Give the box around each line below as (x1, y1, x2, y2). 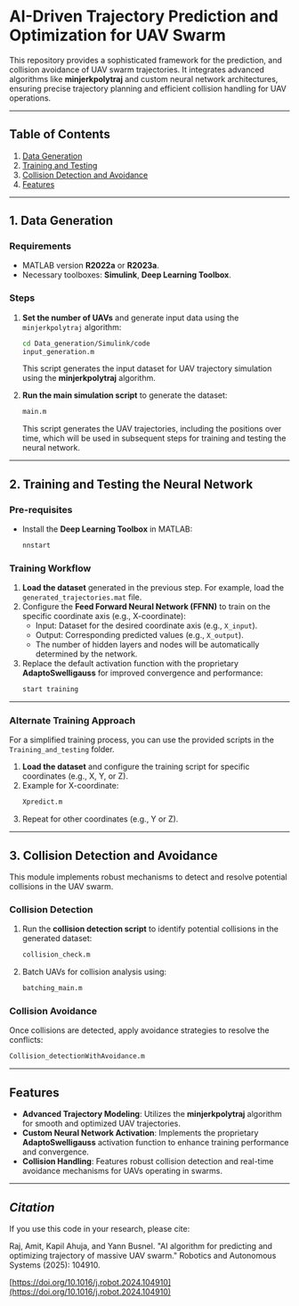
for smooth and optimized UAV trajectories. (21, 1118, 181, 1129)
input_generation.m (21, 347, 95, 356)
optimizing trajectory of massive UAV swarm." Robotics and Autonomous (9, 1250, 277, 1261)
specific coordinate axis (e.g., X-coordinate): (21, 611, 187, 622)
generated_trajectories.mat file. (21, 591, 142, 603)
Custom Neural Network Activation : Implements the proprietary (21, 1128, 259, 1138)
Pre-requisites (9, 503, 73, 516)
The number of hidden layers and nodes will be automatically (35, 640, 260, 650)
